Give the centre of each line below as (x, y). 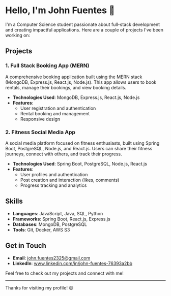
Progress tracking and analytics (53, 185)
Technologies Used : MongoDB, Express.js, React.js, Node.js (76, 97)
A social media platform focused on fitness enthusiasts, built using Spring (82, 143)
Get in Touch (26, 246)
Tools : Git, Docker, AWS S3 (41, 229)
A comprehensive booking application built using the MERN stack (74, 77)
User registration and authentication (58, 108)
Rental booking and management (55, 113)
